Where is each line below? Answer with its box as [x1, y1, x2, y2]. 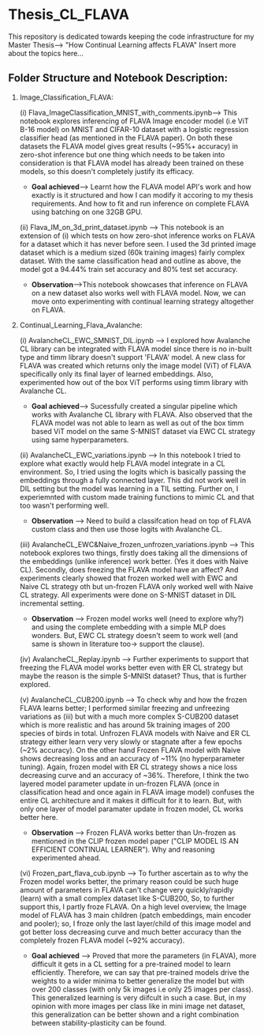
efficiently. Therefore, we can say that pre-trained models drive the [31, 967, 250, 977]
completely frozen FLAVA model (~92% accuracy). [19, 935, 185, 945]
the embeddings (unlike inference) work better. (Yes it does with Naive [19, 556, 249, 566]
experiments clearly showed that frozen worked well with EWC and [19, 573, 238, 583]
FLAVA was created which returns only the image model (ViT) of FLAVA [19, 361, 252, 370]
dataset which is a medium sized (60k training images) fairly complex [19, 247, 246, 257]
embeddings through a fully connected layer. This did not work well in [19, 475, 247, 485]
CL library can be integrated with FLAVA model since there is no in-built [19, 344, 252, 353]
